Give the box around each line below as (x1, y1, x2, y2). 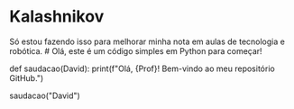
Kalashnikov (9, 6, 105, 27)
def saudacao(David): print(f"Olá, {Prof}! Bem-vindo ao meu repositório (9, 63, 275, 74)
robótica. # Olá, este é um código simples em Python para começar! (9, 45, 263, 56)
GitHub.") (9, 72, 44, 83)
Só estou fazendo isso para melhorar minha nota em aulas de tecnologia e (9, 36, 286, 47)
